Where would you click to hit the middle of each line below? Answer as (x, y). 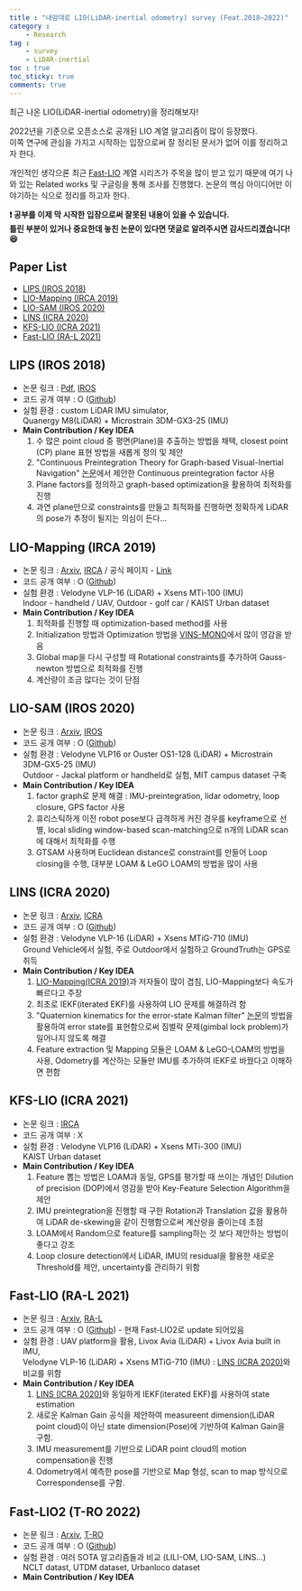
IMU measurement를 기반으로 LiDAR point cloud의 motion (141, 1449)
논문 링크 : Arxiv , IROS (63, 731)
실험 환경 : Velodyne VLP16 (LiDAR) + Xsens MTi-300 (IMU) (132, 1146)
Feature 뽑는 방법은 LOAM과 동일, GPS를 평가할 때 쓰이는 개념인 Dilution (165, 1177)
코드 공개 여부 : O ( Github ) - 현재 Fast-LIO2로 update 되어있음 (133, 1330)
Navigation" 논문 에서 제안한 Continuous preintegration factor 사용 (156, 473)
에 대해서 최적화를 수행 (76, 841)
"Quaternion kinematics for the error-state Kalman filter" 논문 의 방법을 (164, 1015)
